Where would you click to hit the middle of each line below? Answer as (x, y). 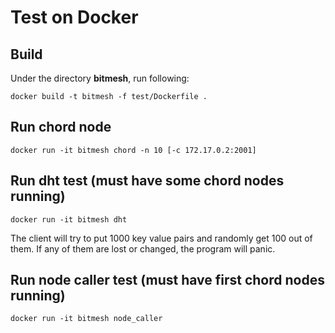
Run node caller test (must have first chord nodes (167, 280)
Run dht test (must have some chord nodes (147, 181)
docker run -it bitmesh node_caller (86, 319)
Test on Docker (74, 17)
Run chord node (61, 127)
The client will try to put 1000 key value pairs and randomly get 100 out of (161, 238)
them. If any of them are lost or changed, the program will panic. (143, 248)
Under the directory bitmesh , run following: (100, 78)
